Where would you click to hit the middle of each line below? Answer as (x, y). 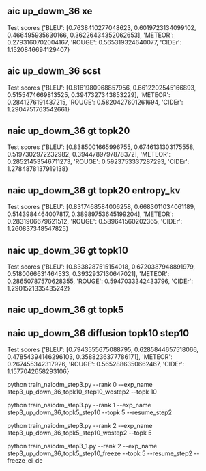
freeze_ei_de (25, 461)
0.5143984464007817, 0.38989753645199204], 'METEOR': (90, 214)
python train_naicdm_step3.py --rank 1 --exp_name (79, 405)
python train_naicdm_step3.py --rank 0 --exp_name (80, 385)
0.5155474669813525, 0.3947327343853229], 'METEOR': (89, 94)
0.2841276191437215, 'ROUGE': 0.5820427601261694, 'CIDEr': (95, 102)
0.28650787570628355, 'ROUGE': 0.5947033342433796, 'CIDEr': (100, 281)
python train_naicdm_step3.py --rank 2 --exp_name (80, 426)
